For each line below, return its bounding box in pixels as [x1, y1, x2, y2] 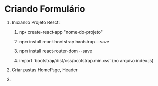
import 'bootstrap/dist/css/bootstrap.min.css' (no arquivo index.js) [19, 57, 154, 63]
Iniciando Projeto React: [11, 20, 60, 25]
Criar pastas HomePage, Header [11, 67, 78, 73]
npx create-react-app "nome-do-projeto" [19, 29, 103, 35]
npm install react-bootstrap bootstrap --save [19, 38, 110, 44]
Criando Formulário [4, 3, 85, 15]
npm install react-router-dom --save [19, 48, 93, 54]
